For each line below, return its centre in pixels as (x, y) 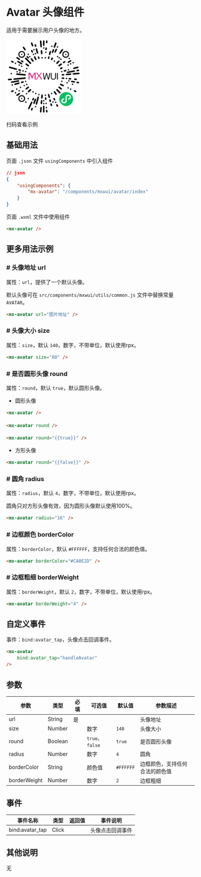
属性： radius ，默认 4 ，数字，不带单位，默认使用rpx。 (73, 493)
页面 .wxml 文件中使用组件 (38, 217)
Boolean (58, 741)
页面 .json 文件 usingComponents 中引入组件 (60, 160)
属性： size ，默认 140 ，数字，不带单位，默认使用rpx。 (73, 345)
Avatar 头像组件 (45, 12)
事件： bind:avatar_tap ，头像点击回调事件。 (60, 640)
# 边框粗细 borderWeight (42, 577)
